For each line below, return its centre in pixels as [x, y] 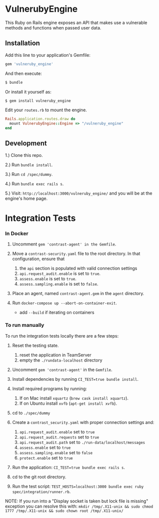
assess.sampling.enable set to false [56, 452]
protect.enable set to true [46, 458]
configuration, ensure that [38, 259]
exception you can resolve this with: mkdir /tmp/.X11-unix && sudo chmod [79, 506]
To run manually [25, 325]
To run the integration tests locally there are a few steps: [62, 336]
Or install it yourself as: [28, 92]
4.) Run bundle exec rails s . [34, 184]
